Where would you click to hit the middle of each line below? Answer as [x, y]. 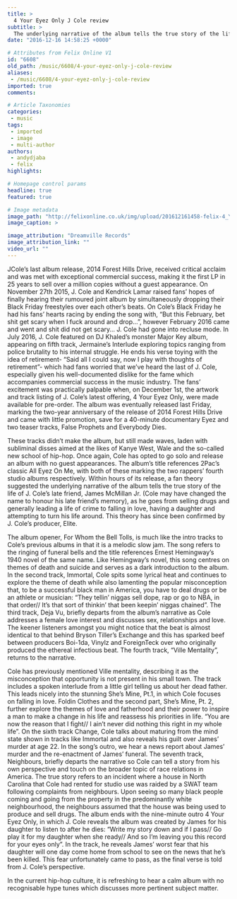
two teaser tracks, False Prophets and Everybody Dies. [87, 427]
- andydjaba [28, 158]
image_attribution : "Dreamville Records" [69, 236]
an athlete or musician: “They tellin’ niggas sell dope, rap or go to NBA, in [114, 597]
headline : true [30, 190]
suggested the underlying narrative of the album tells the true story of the [114, 486]
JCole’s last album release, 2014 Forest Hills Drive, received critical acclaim [117, 269]
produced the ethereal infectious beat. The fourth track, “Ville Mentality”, [113, 650]
